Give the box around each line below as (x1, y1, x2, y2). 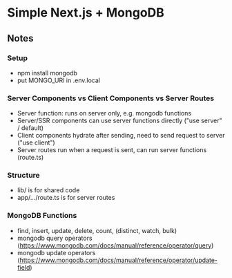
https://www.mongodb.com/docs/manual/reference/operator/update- (19, 256, 218, 264)
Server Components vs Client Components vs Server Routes (7, 93, 215, 103)
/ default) (17, 124, 43, 132)
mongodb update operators (17, 248, 96, 257)
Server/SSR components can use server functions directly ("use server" (17, 116, 222, 125)
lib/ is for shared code (17, 186, 80, 194)
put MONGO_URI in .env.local (17, 76, 100, 84)
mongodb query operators (17, 234, 93, 242)
